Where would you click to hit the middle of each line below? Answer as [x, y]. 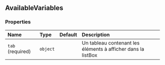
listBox [89, 55]
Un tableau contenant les [111, 43]
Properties [18, 22]
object [47, 49]
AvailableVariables [34, 8]
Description [96, 35]
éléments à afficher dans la [113, 49]
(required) [19, 51]
